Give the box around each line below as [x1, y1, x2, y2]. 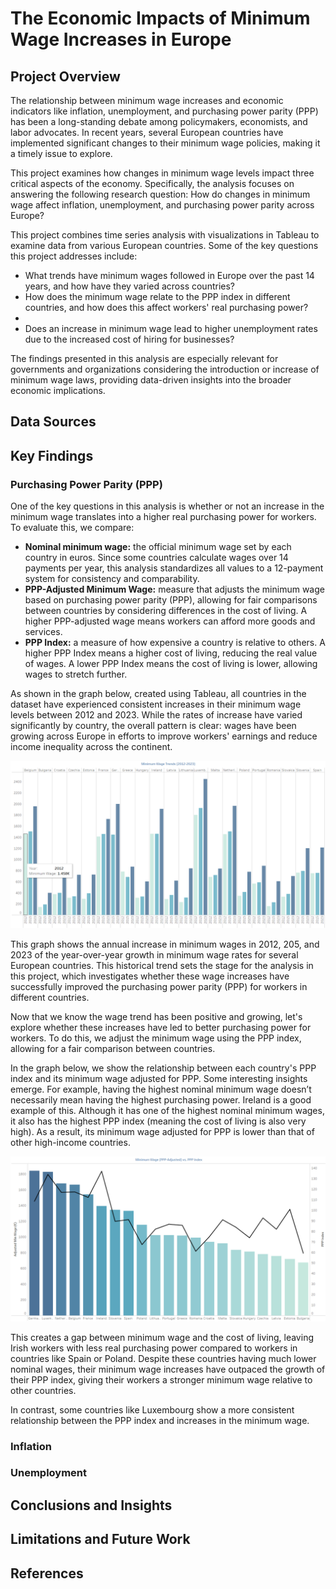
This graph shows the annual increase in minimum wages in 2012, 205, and [10, 938, 320, 950]
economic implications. [10, 385, 106, 396]
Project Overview [10, 68, 121, 85]
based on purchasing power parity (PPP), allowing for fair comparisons [24, 594, 318, 606]
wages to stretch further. [24, 668, 128, 681]
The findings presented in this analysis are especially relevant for [10, 353, 279, 364]
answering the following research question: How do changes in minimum [10, 188, 311, 200]
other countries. [10, 1384, 77, 1396]
